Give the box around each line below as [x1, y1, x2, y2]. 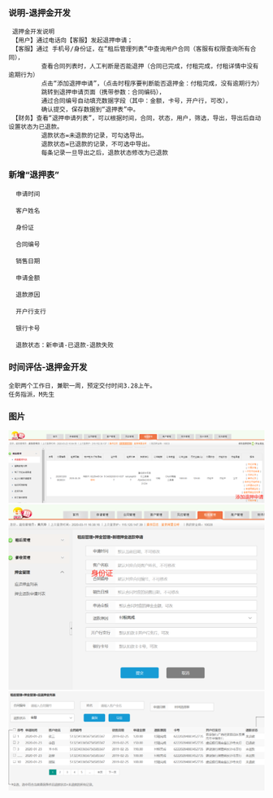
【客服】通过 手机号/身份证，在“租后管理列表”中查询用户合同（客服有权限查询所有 [11, 45, 250, 54]
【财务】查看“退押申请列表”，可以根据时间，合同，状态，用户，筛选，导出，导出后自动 [11, 114, 262, 123]
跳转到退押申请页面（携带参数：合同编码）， [41, 88, 166, 97]
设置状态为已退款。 [8, 123, 63, 131]
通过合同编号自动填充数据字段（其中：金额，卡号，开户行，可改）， [41, 97, 232, 105]
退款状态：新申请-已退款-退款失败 [15, 340, 115, 349]
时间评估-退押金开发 [8, 361, 88, 372]
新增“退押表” [8, 169, 59, 181]
